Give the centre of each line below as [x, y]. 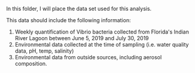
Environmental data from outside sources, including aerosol [88, 57]
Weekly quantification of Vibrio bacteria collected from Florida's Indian [102, 32]
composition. [31, 63]
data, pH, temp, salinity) [44, 51]
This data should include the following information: [68, 20]
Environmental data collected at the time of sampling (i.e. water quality [102, 45]
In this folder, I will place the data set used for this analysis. [79, 9]
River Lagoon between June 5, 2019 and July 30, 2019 [82, 38]
